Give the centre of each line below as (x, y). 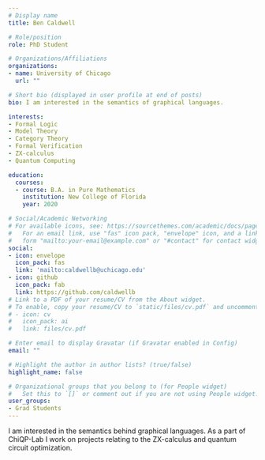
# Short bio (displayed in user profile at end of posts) (105, 95)
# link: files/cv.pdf (47, 329)
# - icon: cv (30, 314)
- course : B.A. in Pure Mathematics (75, 190)
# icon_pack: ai (38, 322)
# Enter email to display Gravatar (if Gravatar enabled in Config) (123, 343)
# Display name (33, 15)
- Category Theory (38, 139)
